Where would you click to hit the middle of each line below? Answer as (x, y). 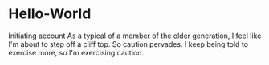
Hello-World (50, 14)
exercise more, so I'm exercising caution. (76, 52)
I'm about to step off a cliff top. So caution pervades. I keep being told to (128, 44)
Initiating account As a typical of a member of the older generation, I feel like (135, 36)
